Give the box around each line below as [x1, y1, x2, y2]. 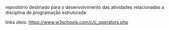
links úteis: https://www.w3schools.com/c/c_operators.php [5, 19, 129, 25]
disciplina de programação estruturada [5, 9, 87, 15]
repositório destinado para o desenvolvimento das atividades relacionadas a [5, 4, 164, 10]
